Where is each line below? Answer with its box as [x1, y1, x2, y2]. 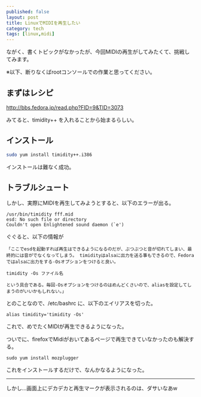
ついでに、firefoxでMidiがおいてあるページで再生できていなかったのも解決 [6, 336, 190, 343]
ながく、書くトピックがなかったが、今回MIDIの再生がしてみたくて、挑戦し [6, 49, 190, 56]
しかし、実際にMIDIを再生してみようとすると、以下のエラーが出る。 [6, 199, 175, 207]
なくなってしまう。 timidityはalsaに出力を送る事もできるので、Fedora [37, 253, 194, 259]
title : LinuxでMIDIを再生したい [6, 20, 81, 26]
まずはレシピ [6, 87, 54, 98]
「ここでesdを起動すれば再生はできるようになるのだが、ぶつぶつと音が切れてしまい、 [6, 246, 188, 252]
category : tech [6, 25, 44, 32]
